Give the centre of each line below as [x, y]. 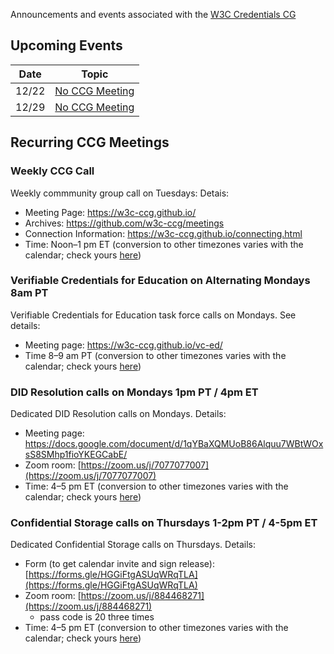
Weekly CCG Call [52, 171]
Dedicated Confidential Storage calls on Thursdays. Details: [133, 545]
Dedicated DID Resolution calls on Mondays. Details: [118, 414]
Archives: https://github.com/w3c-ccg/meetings [124, 223]
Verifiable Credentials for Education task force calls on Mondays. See [153, 315]
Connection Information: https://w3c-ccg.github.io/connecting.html [163, 233]
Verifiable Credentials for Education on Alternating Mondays [160, 281]
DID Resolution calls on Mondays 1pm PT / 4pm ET [134, 392]
